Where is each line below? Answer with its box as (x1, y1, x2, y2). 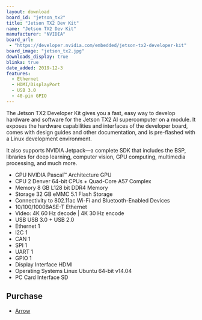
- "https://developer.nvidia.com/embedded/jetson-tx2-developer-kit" (8, 43, 187, 49)
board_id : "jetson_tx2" (6, 14, 66, 20)
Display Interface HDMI (14, 260, 73, 268)
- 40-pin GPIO (11, 93, 47, 99)
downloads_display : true (6, 54, 69, 60)
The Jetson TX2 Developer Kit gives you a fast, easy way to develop (6, 109, 176, 116)
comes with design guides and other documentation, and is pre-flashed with (6, 128, 195, 136)
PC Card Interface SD (14, 274, 69, 281)
